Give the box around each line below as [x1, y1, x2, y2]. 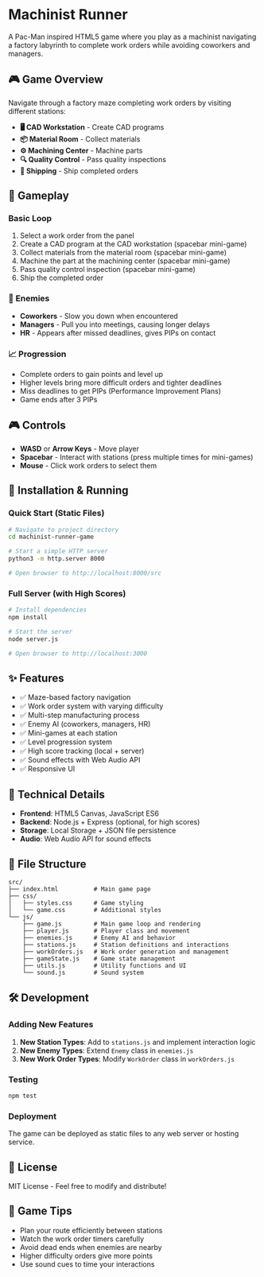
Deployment [8, 1111, 57, 1122]
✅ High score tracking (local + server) [19, 746, 145, 756]
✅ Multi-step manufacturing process [19, 710, 140, 720]
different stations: [8, 106, 66, 116]
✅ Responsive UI [19, 764, 76, 774]
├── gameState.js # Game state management [22, 955, 177, 963]
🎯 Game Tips [8, 1205, 73, 1218]
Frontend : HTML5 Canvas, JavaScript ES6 [19, 809, 159, 818]
